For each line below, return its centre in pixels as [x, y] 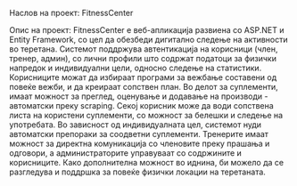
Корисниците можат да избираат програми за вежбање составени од [143, 77]
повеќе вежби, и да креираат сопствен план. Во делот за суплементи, [144, 87]
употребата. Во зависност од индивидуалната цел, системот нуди [135, 125]
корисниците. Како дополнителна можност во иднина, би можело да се [146, 162]
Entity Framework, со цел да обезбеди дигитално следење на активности [148, 40]
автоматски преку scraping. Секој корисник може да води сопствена [141, 105]
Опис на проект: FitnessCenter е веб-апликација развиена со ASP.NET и [147, 30]
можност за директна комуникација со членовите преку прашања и [140, 143]
